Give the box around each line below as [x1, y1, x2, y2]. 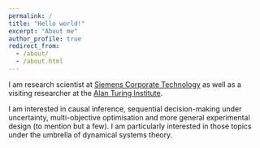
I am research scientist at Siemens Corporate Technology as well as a [8, 79, 242, 89]
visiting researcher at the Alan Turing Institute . [8, 88, 163, 98]
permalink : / [8, 11, 53, 20]
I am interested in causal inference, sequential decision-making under [8, 103, 242, 114]
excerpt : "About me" [8, 27, 79, 35]
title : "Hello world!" [8, 20, 85, 28]
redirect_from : [8, 42, 60, 50]
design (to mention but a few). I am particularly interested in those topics [8, 121, 252, 131]
